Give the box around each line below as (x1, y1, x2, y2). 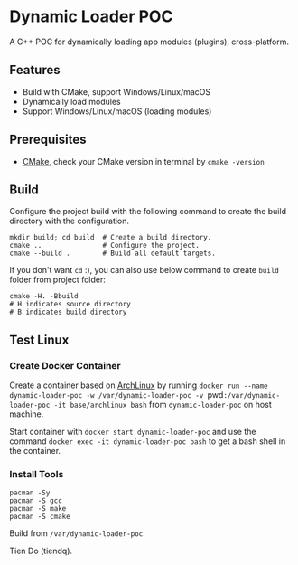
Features (9, 62, 61, 78)
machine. (9, 409, 44, 419)
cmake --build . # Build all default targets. (9, 249, 217, 259)
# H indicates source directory (9, 300, 131, 309)
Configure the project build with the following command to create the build (9, 206, 287, 217)
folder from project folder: (9, 274, 106, 286)
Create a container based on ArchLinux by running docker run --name (9, 380, 268, 391)
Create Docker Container (9, 359, 122, 372)
